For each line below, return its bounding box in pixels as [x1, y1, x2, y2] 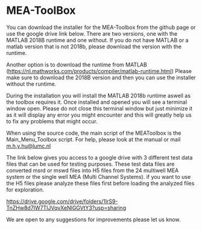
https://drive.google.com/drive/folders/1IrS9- [6, 198, 118, 205]
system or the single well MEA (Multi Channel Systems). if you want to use [6, 173, 191, 180]
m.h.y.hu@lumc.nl [6, 142, 51, 149]
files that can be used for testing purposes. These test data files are [6, 160, 175, 167]
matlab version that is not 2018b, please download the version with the [6, 43, 182, 50]
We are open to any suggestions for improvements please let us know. [6, 216, 181, 223]
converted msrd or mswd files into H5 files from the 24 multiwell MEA [6, 167, 179, 174]
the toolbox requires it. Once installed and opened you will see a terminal [6, 98, 188, 106]
